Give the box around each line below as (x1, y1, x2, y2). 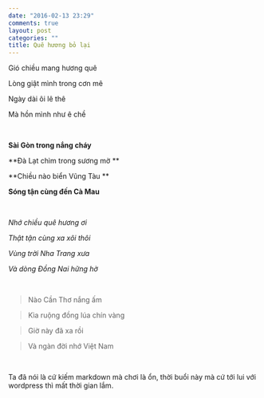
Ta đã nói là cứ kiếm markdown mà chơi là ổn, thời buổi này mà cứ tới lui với (8, 372, 257, 382)
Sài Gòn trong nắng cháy (8, 140, 92, 150)
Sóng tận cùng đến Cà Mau (8, 187, 100, 196)
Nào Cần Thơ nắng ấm (27, 295, 102, 305)
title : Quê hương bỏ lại (8, 41, 91, 49)
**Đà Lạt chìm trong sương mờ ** (8, 156, 120, 166)
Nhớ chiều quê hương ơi (8, 218, 88, 227)
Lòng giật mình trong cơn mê (8, 79, 104, 89)
